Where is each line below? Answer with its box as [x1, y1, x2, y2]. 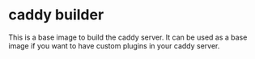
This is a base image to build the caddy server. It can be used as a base [8, 32, 248, 42]
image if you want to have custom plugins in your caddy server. [8, 40, 220, 50]
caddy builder [8, 6, 104, 24]
